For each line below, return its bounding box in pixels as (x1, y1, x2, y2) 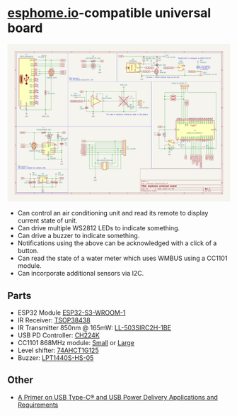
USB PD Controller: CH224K (17, 331, 100, 339)
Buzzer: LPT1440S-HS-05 (17, 354, 94, 362)
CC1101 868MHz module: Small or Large (17, 339, 134, 347)
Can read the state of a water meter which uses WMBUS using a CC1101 (17, 254, 228, 263)
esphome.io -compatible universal (7, 5, 212, 21)
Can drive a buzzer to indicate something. (17, 232, 140, 240)
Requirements (17, 400, 59, 409)
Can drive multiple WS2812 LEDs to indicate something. (17, 224, 180, 232)
